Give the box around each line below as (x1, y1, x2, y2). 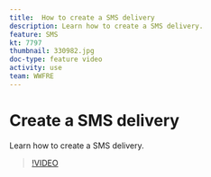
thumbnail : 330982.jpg (9, 47, 95, 56)
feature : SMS (9, 30, 59, 39)
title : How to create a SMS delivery (9, 13, 155, 22)
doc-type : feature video (9, 55, 103, 64)
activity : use (9, 64, 63, 73)
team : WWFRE (9, 72, 54, 81)
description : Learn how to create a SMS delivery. (9, 22, 204, 31)
